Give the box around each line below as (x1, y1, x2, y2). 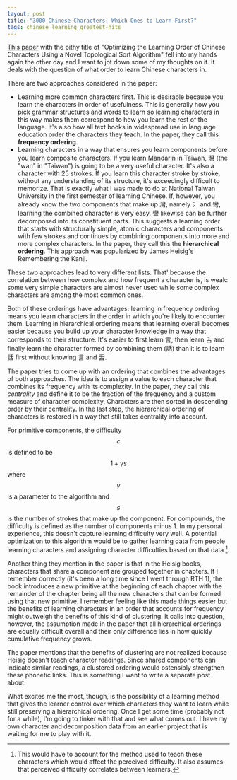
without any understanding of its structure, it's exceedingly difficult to (17, 177, 220, 185)
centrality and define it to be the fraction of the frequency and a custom (7, 390, 217, 398)
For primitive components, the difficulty (7, 426, 122, 435)
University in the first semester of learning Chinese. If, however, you (17, 192, 215, 200)
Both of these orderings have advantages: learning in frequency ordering (7, 305, 220, 313)
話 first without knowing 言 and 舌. (7, 353, 107, 361)
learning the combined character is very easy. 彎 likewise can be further (17, 209, 227, 218)
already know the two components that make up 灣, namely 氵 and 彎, (17, 200, 221, 209)
